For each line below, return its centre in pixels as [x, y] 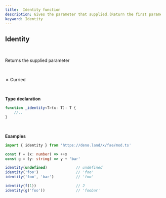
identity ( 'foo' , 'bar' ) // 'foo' [49, 177]
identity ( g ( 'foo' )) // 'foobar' [53, 190]
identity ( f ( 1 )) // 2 [45, 186]
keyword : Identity [24, 19]
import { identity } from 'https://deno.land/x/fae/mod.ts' [68, 145]
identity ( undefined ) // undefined [54, 168]
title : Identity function [33, 10]
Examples [16, 136]
